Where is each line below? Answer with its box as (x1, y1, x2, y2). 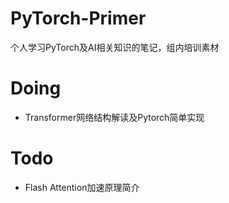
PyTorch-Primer (10, 7, 147, 30)
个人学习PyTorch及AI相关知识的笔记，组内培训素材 (10, 41, 220, 53)
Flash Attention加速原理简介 (24, 181, 140, 193)
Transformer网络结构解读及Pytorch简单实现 (24, 111, 205, 123)
